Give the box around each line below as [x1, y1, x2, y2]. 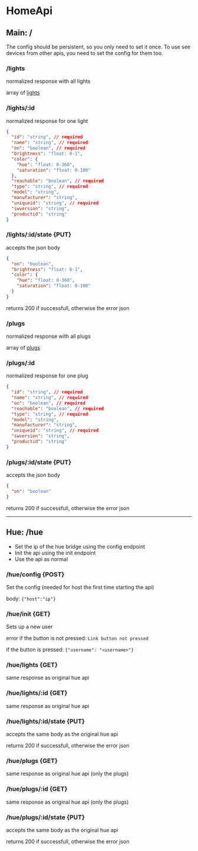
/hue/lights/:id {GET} [6, 689, 68, 697]
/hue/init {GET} [6, 609, 51, 618]
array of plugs [6, 344, 40, 351]
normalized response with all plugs [6, 332, 91, 340]
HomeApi [6, 4, 53, 18]
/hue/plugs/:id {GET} [6, 785, 68, 793]
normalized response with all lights [6, 78, 91, 85]
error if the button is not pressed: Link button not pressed [6, 635, 149, 642]
